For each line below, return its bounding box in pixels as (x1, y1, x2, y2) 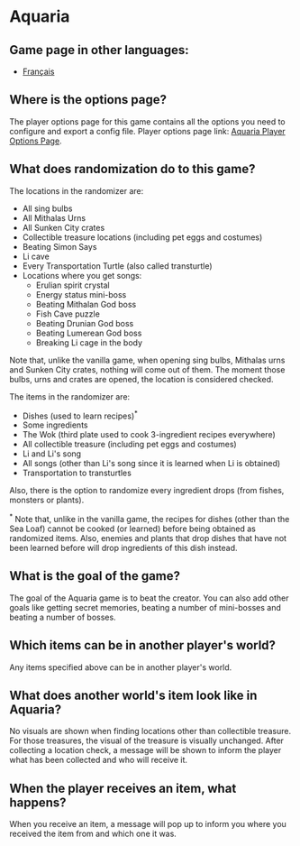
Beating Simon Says (22, 241, 97, 252)
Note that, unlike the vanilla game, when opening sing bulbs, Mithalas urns (9, 354, 286, 365)
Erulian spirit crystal (35, 280, 110, 290)
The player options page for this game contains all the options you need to (9, 115, 286, 127)
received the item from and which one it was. (9, 828, 177, 840)
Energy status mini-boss (35, 289, 127, 299)
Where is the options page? (9, 92, 167, 107)
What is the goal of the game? (9, 568, 181, 584)
